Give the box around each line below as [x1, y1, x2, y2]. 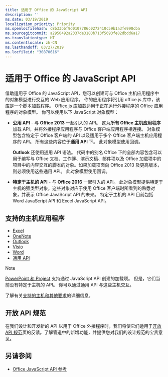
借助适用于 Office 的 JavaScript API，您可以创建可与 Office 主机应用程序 [5, 90, 155, 96]
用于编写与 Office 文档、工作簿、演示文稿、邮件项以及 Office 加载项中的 [12, 156, 161, 162]
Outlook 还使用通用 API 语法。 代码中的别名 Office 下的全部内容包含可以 [12, 149, 162, 156]
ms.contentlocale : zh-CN [5, 40, 57, 45]
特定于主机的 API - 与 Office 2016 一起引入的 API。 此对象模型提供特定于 [12, 179, 163, 185]
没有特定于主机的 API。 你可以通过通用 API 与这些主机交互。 [9, 282, 134, 288]
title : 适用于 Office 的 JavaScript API [5, 7, 88, 13]
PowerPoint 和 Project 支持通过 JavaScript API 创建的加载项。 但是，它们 [5, 275, 156, 282]
